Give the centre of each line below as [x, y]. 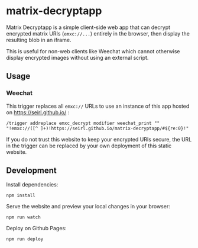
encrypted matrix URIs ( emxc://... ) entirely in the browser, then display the [98, 33]
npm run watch [24, 217]
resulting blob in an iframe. [39, 40]
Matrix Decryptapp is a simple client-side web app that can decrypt [88, 27]
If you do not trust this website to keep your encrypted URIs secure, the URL [99, 139]
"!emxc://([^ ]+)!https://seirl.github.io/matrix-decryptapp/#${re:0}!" [98, 128]
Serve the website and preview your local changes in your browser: [88, 207]
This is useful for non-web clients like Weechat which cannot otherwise [93, 51]
